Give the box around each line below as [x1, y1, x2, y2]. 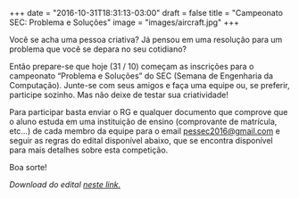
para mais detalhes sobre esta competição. [9, 144, 169, 155]
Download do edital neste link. [9, 179, 121, 190]
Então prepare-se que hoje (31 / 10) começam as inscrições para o [9, 62, 254, 71]
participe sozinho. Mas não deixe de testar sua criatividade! [9, 89, 229, 100]
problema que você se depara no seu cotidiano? [9, 44, 187, 54]
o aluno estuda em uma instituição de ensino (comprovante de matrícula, [9, 116, 278, 127]
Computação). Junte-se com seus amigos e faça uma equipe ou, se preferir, [9, 80, 290, 90]
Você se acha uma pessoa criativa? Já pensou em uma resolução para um [9, 35, 283, 45]
